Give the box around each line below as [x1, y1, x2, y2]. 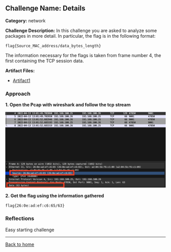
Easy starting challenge [5, 227, 54, 233]
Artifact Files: [5, 67, 35, 73]
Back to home [5, 241, 35, 247]
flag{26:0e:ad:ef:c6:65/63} [5, 203, 65, 208]
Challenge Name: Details [5, 4, 85, 13]
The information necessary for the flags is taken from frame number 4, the [5, 52, 161, 58]
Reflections [5, 215, 35, 222]
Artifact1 [12, 77, 31, 83]
